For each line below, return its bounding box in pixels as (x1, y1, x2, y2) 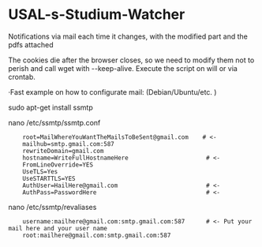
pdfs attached (8, 39, 54, 49)
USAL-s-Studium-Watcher (8, 6, 185, 24)
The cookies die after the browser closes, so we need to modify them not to (8, 55, 255, 65)
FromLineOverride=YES (22, 160, 93, 169)
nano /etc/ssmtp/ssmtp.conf (8, 118, 101, 127)
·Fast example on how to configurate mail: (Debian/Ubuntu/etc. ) (8, 87, 217, 96)
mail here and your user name (8, 224, 108, 232)
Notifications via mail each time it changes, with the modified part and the (8, 32, 249, 41)
